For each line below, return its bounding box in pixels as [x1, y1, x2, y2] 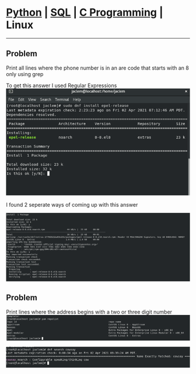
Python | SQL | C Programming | [6, 6, 163, 19]
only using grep [6, 70, 44, 77]
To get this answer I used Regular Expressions [6, 82, 117, 89]
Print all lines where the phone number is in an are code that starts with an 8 [6, 64, 190, 71]
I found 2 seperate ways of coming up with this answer [6, 201, 138, 208]
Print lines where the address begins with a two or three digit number [6, 308, 173, 315]
